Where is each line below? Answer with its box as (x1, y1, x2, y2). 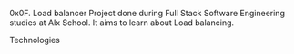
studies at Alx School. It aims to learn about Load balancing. (9, 17, 235, 28)
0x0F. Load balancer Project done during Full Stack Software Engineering (9, 8, 285, 18)
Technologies (9, 35, 61, 45)
